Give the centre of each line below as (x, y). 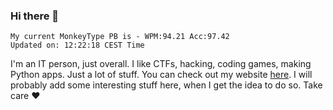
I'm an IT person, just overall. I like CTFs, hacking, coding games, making (161, 64)
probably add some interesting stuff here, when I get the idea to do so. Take (166, 85)
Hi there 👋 (35, 16)
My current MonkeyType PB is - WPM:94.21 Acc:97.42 (120, 37)
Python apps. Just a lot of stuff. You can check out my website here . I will (161, 75)
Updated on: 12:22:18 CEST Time (77, 45)
